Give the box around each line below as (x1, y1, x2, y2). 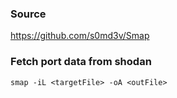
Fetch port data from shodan (10, 55, 152, 69)
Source (10, 7, 47, 21)
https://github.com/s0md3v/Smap (10, 30, 150, 42)
